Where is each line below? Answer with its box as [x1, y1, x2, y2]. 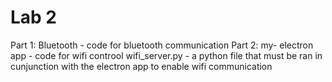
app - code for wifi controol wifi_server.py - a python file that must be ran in [10, 49, 323, 61]
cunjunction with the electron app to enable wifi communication [10, 60, 273, 72]
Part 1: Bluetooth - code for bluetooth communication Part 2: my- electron [10, 39, 314, 51]
